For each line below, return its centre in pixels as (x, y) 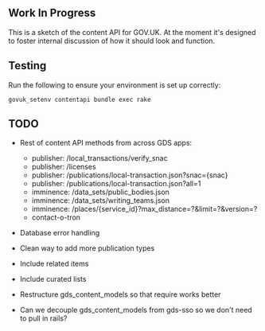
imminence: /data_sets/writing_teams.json (100, 201)
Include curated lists (53, 279)
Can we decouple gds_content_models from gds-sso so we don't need (136, 310)
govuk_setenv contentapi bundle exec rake (80, 99)
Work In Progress (52, 13)
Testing (27, 66)
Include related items (54, 264)
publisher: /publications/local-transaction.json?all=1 (116, 184)
